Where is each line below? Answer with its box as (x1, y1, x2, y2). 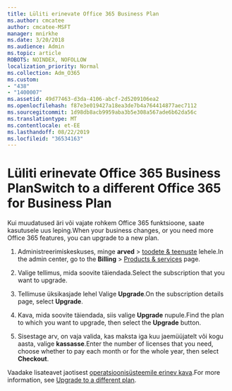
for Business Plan (7, 195, 112, 212)
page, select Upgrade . (17, 297, 83, 306)
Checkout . (17, 354, 49, 363)
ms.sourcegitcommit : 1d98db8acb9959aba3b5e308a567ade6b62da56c (7, 109, 197, 116)
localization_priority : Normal (7, 63, 99, 70)
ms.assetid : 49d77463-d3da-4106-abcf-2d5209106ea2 (7, 96, 159, 103)
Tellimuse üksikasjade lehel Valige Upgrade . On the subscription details (17, 290, 224, 299)
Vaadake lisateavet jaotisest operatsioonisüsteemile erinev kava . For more (7, 368, 221, 377)
